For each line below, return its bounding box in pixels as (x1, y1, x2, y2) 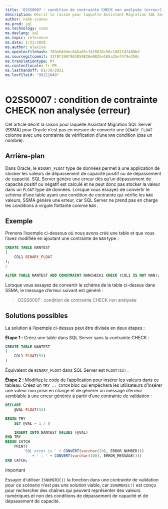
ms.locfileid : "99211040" (5, 73, 59, 78)
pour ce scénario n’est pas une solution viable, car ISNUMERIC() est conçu (5, 482, 156, 488)
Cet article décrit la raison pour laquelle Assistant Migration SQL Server (5, 121, 152, 127)
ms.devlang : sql (5, 31, 39, 36)
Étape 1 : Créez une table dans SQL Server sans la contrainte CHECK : (5, 334, 149, 341)
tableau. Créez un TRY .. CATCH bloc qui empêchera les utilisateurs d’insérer (5, 382, 162, 388)
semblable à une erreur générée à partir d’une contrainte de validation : (5, 393, 152, 399)
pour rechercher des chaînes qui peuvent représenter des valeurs (5, 487, 141, 493)
